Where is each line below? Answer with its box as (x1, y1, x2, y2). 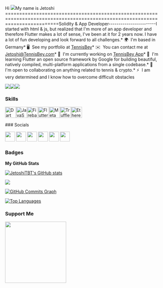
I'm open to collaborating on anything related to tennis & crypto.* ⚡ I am (5, 67, 150, 73)
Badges (5, 149, 23, 156)
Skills (5, 96, 19, 102)
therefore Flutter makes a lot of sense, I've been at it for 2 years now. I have (5, 31, 157, 37)
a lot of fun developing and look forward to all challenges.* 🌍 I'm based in (5, 37, 156, 43)
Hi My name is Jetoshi (5, 5, 55, 11)
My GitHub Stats (5, 160, 40, 166)
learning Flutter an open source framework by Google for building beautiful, (5, 56, 157, 62)
